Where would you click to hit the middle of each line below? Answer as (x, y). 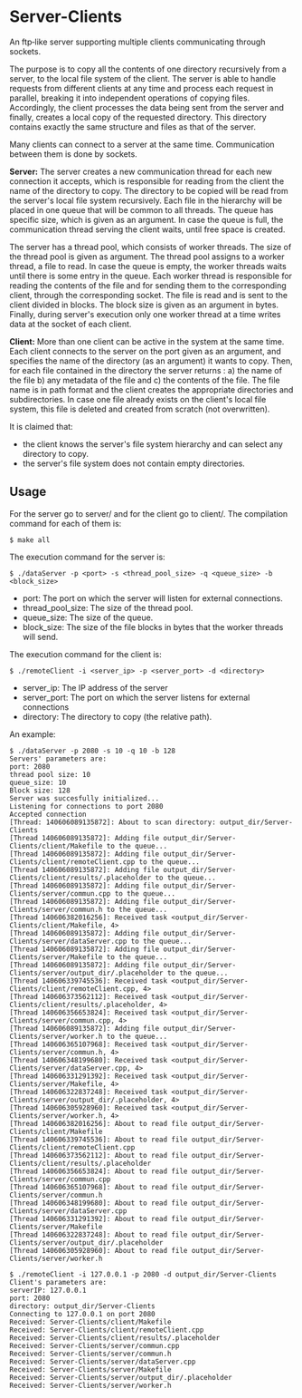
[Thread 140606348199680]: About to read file (99, 1203)
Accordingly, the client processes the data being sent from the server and (147, 107)
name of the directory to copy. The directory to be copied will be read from (149, 190)
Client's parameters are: (58, 1282)
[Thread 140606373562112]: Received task (89, 996)
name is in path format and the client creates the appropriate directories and (151, 389)
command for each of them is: (66, 523)
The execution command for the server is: (87, 557)
